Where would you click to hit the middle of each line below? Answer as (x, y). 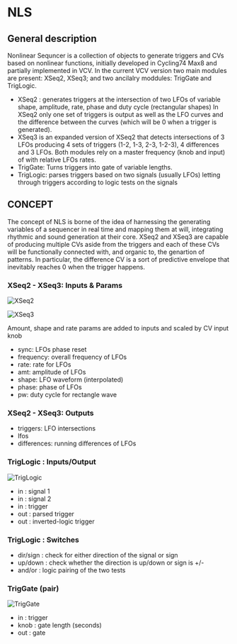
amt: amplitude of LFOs (52, 372)
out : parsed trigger (46, 513)
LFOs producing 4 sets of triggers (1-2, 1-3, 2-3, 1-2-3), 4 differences (118, 145)
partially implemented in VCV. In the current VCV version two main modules (117, 71)
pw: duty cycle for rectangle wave (67, 395)
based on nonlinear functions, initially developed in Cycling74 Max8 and (112, 63)
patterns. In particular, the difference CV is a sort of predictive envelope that (118, 259)
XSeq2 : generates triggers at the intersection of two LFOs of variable (119, 99)
